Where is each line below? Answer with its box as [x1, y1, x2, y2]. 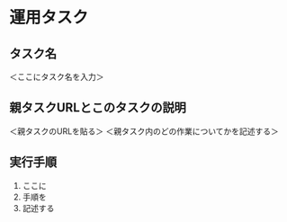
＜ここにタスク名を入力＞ [9, 72, 104, 82]
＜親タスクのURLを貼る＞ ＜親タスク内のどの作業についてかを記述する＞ [9, 126, 279, 137]
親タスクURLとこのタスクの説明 [9, 100, 187, 116]
